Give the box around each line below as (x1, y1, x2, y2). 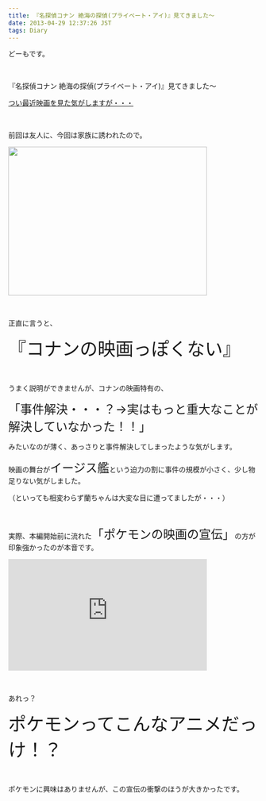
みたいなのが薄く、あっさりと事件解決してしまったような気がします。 (8, 442, 237, 452)
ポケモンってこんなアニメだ (8, 713, 240, 736)
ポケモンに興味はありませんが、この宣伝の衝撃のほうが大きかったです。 (8, 784, 244, 794)
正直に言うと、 (8, 318, 57, 328)
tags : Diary (8, 26, 48, 34)
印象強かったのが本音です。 (8, 543, 98, 553)
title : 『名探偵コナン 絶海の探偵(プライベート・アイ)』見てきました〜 (8, 11, 215, 20)
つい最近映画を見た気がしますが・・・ (8, 98, 133, 108)
